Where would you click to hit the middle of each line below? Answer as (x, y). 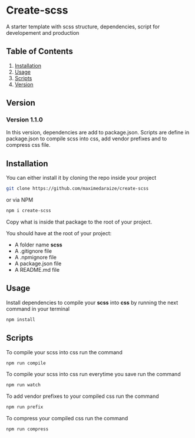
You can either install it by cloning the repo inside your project (81, 178)
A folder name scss (39, 245)
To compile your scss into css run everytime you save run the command (93, 374)
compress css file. (29, 145)
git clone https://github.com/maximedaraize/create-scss (77, 189)
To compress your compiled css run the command (67, 419)
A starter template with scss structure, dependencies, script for (83, 27)
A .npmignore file (36, 257)
